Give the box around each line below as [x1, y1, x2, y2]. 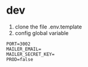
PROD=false [6, 56, 34, 62]
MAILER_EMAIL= [6, 46, 42, 52]
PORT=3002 [6, 41, 31, 47]
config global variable [14, 29, 69, 36]
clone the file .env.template [14, 23, 82, 30]
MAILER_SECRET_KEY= [6, 51, 55, 57]
